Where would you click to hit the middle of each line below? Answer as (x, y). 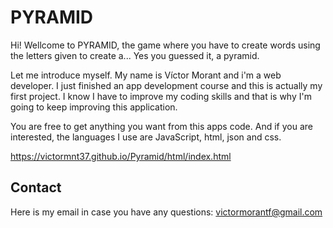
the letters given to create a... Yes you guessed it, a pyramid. (135, 55)
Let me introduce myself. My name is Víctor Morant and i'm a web (146, 75)
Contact (36, 187)
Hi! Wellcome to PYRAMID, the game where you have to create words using (165, 45)
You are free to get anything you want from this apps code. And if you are (161, 126)
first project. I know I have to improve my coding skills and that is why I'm (161, 96)
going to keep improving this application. (94, 107)
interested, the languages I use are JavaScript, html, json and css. (146, 137)
